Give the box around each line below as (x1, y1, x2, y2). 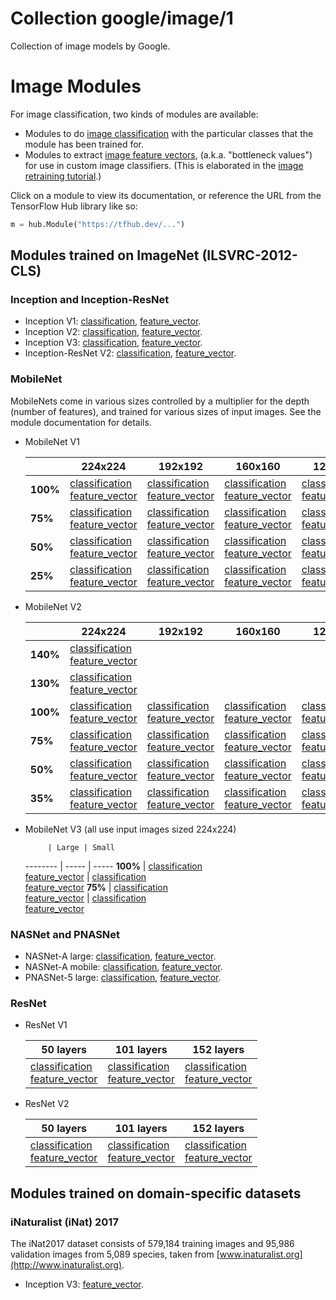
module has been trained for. (24, 138, 145, 150)
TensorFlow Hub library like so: (10, 200, 138, 212)
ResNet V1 (24, 1019, 68, 1031)
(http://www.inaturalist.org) (10, 1259, 123, 1271)
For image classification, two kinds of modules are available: (10, 108, 259, 120)
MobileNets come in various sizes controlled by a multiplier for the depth (10, 395, 310, 407)
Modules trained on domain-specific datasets (10, 1185, 302, 1202)
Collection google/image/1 (10, 7, 234, 30)
